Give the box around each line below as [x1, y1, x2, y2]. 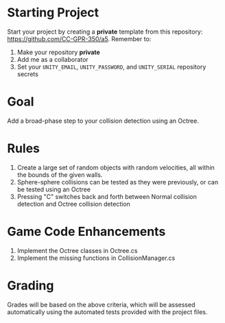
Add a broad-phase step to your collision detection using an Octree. [7, 117, 199, 125]
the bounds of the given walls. [16, 170, 103, 179]
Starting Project [7, 5, 99, 21]
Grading [7, 278, 54, 293]
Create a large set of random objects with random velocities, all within [16, 163, 215, 171]
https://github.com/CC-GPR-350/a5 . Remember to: [7, 34, 152, 43]
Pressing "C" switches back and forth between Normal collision [16, 192, 197, 200]
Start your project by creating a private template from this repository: [7, 27, 203, 36]
